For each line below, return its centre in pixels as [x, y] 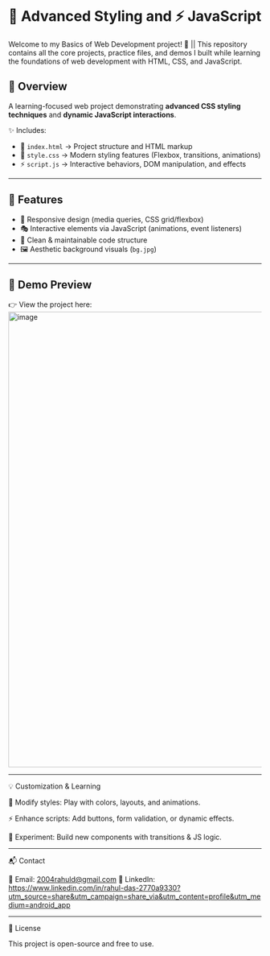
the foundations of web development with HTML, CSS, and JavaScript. [125, 61]
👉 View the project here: [50, 304]
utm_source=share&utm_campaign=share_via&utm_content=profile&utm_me [135, 896]
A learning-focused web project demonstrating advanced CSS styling [125, 106]
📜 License [25, 929]
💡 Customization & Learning [55, 786]
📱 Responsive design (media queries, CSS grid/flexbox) [112, 219]
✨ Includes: [27, 130]
